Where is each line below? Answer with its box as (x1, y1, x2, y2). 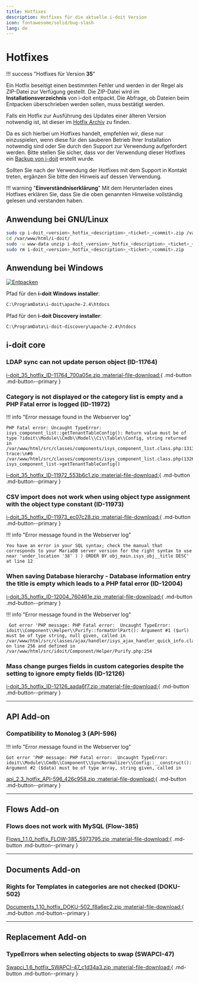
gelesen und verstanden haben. (6, 197, 84, 205)
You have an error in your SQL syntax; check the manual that (6, 543, 163, 549)
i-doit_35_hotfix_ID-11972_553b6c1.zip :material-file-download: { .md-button (6, 472, 191, 479)
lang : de (6, 25, 28, 31)
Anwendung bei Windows (6, 263, 104, 273)
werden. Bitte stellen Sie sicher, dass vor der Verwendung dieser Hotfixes (6, 149, 185, 156)
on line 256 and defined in (6, 643, 76, 649)
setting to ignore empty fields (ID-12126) (6, 669, 125, 678)
